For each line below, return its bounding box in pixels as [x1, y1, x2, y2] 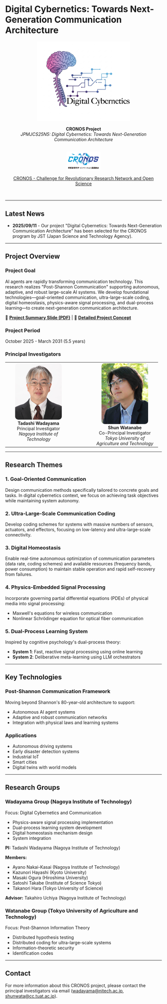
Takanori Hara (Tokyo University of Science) [12, 885, 103, 891]
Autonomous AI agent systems [12, 709, 76, 715]
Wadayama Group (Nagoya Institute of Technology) [5, 798, 132, 805]
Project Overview [5, 252, 60, 261]
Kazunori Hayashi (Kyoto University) [12, 869, 87, 875]
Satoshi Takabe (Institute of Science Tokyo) [12, 880, 102, 886]
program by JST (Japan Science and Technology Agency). [12, 233, 133, 239]
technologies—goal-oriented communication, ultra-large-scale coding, [5, 294, 150, 300]
